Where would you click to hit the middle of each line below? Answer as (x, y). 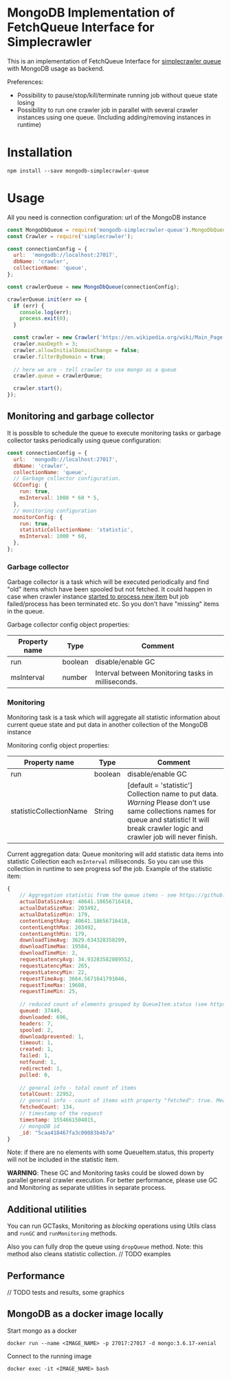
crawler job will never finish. (172, 837)
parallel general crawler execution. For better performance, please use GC (112, 1180)
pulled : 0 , (35, 1075)
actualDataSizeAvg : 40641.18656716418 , (77, 902)
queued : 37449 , (41, 1011)
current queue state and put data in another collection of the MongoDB (108, 725)
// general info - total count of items (78, 1088)
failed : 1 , (35, 1056)
